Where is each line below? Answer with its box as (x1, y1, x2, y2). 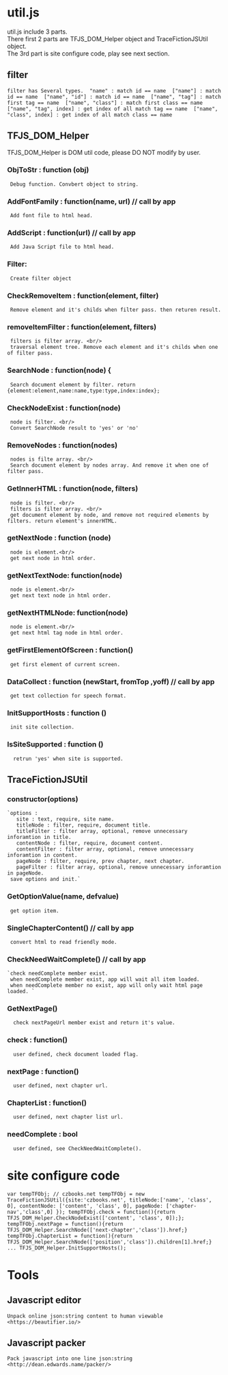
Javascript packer (7, 1337, 86, 1348)
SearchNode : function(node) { (7, 365, 111, 375)
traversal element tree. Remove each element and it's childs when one (10, 344, 218, 351)
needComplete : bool (7, 1130, 79, 1139)
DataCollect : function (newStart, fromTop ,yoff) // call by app (7, 677, 215, 686)
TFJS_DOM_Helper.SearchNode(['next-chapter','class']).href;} (7, 1226, 188, 1233)
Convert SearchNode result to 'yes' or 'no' (10, 424, 139, 431)
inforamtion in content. (7, 852, 78, 859)
